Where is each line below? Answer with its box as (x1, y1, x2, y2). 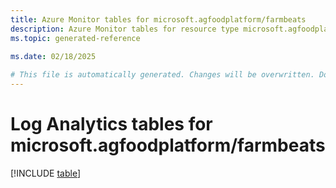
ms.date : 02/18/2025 (10, 52, 97, 62)
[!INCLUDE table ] (10, 167, 82, 179)
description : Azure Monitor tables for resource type (10, 24, 240, 34)
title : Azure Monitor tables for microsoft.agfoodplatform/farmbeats (10, 14, 307, 25)
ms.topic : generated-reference (10, 33, 141, 43)
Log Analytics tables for (10, 113, 213, 136)
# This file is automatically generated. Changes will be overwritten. (10, 70, 315, 80)
